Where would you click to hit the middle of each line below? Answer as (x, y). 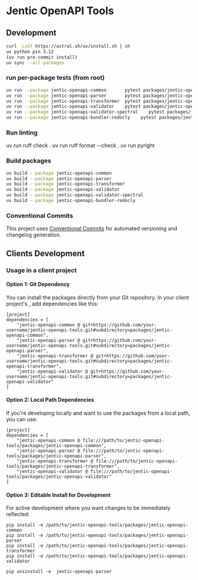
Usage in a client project (42, 270)
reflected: (18, 514)
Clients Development (46, 253)
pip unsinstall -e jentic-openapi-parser (59, 572)
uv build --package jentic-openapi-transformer (66, 184)
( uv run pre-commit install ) (42, 57)
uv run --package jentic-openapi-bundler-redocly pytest (82, 118)
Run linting (22, 132)
